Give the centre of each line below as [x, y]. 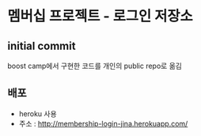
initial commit [42, 45]
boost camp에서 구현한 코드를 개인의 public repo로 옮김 [95, 66]
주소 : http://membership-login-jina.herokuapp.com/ [103, 123]
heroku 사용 [38, 113]
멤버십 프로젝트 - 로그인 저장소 [100, 16]
